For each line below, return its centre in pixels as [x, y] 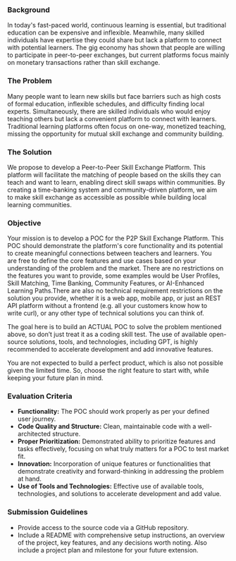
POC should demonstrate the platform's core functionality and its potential [115, 246]
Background [29, 10]
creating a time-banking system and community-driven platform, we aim [112, 190]
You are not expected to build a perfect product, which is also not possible [115, 363]
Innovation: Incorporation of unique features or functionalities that [114, 464]
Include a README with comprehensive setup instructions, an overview [121, 535]
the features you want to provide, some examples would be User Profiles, [114, 276]
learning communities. [39, 204]
